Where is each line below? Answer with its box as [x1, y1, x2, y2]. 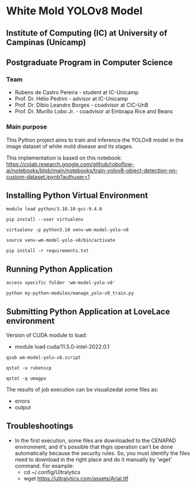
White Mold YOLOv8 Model [6, 4, 143, 18]
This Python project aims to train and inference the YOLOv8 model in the [6, 136, 184, 144]
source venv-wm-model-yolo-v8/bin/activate [6, 237, 116, 244]
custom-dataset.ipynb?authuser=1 [6, 173, 90, 180]
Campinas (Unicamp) [6, 37, 86, 47]
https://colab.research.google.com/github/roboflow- [6, 160, 135, 167]
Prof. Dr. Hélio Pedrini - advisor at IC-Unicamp [14, 95, 128, 102]
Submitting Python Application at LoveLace [6, 306, 170, 316]
